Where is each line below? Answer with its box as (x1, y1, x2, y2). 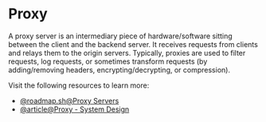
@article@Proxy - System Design (19, 104, 130, 114)
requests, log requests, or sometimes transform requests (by (8, 57, 208, 66)
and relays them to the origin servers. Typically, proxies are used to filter (8, 48, 246, 57)
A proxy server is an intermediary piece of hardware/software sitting (8, 31, 233, 41)
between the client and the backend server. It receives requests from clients (8, 39, 259, 49)
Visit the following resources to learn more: (8, 81, 150, 90)
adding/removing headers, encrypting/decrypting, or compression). (8, 65, 231, 74)
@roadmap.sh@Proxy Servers (19, 96, 119, 105)
